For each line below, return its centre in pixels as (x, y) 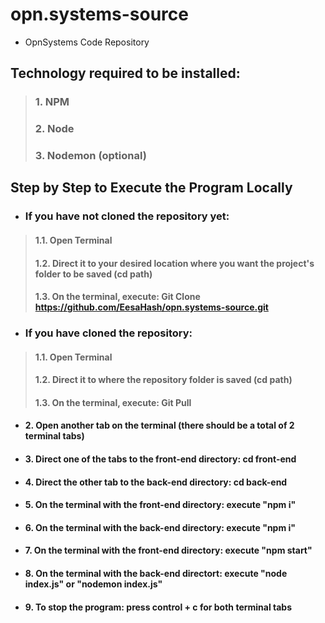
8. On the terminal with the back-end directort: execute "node (156, 574)
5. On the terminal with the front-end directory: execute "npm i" (160, 505)
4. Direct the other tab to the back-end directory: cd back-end (156, 482)
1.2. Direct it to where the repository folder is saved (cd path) (163, 380)
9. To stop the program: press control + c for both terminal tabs (158, 607)
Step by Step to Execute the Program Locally (151, 188)
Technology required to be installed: (125, 73)
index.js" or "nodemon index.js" (93, 584)
